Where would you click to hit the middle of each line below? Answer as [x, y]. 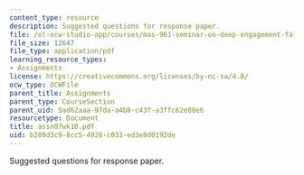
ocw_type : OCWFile [44, 85]
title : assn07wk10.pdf [52, 127]
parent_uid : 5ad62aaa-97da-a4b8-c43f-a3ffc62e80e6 [107, 110]
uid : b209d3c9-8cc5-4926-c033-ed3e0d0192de [93, 135]
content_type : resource [54, 18]
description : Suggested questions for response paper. [115, 26]
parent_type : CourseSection [62, 101]
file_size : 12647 [42, 43]
